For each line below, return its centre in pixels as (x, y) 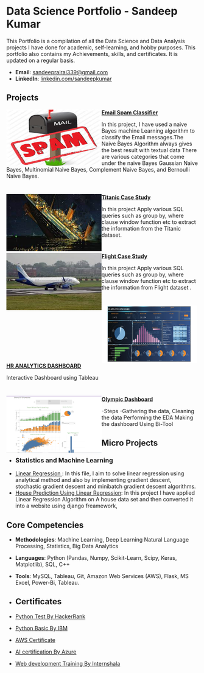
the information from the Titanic (141, 228)
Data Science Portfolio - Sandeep (92, 11)
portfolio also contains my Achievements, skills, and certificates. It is (92, 54)
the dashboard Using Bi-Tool (137, 424)
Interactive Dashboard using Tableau (52, 378)
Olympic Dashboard (127, 399)
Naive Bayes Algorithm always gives (147, 144)
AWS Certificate (35, 640)
